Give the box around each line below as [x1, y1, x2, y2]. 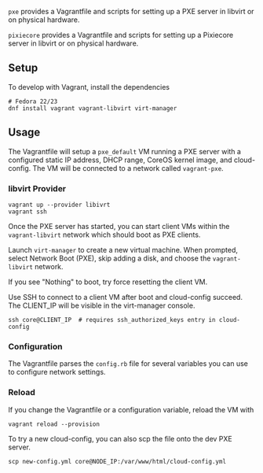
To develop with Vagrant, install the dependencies [8, 82, 170, 91]
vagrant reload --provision [8, 420, 100, 428]
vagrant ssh [8, 208, 47, 216]
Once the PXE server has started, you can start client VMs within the [8, 221, 230, 231]
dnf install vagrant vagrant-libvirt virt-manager [8, 104, 177, 113]
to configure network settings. [8, 368, 106, 377]
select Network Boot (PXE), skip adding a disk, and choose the [8, 253, 211, 263]
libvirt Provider [8, 183, 67, 194]
